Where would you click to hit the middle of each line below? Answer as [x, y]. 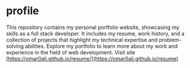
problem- [170, 40]
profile [23, 11]
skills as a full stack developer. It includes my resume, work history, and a [95, 33]
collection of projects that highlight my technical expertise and [82, 40]
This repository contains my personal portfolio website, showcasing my [93, 27]
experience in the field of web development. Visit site [71, 52]
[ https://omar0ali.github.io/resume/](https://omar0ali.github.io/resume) [92, 59]
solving [15, 46]
